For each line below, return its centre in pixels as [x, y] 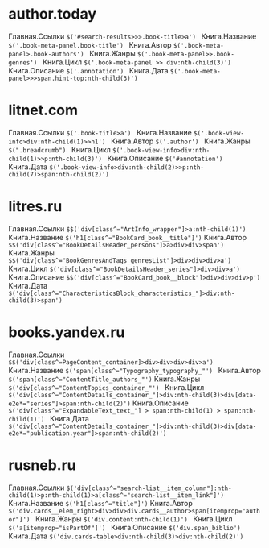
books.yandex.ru [67, 332]
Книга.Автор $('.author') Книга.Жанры [181, 141]
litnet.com [43, 110]
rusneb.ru [42, 465]
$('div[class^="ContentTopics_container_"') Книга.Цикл [106, 387]
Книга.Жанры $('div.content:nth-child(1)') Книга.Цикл [134, 519]
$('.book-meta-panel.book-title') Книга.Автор [90, 44]
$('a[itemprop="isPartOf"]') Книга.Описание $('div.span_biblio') [124, 527]
